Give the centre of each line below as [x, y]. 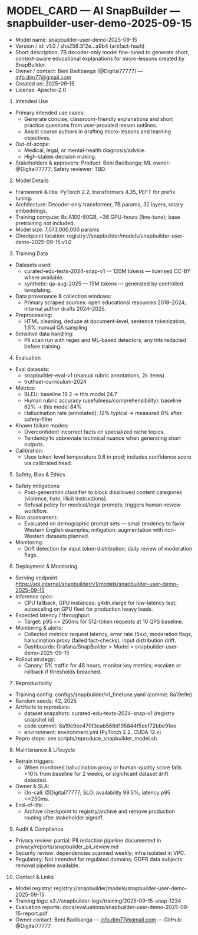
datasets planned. [67, 536]
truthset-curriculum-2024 [55, 381]
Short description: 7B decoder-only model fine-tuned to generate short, [102, 52]
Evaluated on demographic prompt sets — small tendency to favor [104, 524]
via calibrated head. [48, 463]
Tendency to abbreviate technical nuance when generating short [103, 438]
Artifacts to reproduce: [43, 707]
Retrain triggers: [35, 761]
